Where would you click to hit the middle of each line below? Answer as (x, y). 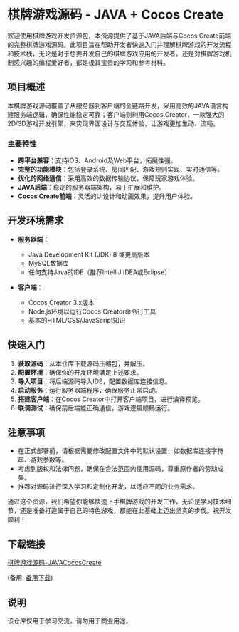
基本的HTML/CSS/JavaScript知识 (77, 320)
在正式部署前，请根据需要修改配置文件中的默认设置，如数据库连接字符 (121, 451)
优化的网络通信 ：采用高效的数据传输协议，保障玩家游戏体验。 (108, 178)
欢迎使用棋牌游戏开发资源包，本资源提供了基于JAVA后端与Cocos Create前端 (119, 36)
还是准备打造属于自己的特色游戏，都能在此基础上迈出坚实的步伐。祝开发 (126, 511)
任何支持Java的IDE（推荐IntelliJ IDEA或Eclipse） (100, 272)
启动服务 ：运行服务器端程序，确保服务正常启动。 (89, 390)
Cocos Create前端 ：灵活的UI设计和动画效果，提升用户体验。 (107, 196)
